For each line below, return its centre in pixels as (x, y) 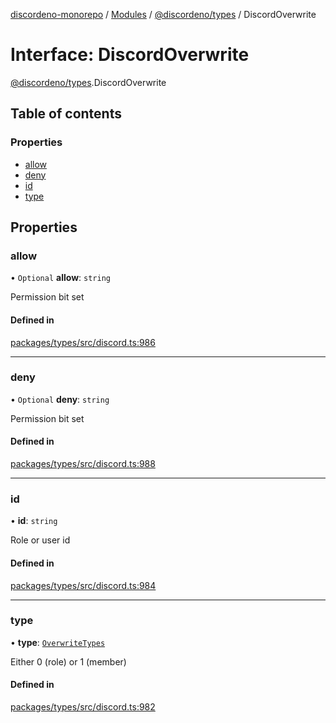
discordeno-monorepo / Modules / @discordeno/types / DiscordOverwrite (163, 14)
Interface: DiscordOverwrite (130, 55)
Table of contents (66, 114)
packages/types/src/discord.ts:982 (83, 707)
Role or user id (40, 540)
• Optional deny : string (60, 399)
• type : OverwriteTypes (58, 642)
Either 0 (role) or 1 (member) (68, 661)
